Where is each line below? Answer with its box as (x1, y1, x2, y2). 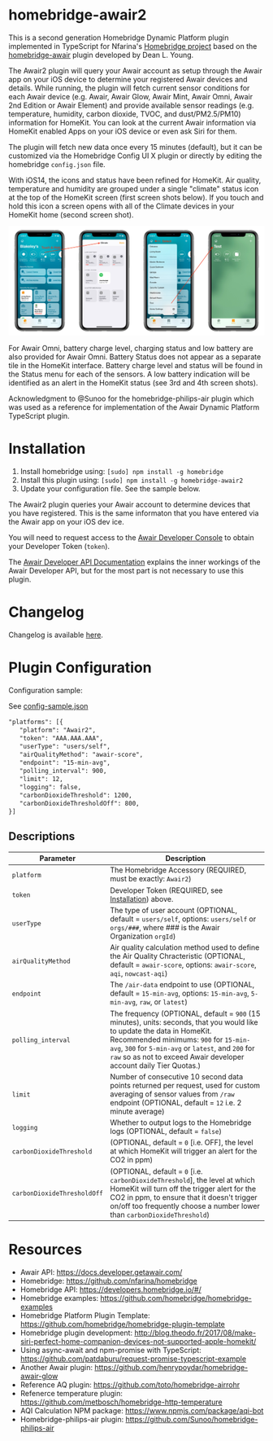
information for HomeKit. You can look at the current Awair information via (8, 117, 257, 127)
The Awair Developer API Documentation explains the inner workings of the (8, 556, 261, 567)
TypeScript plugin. (8, 411, 71, 421)
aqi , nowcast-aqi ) (109, 969, 168, 978)
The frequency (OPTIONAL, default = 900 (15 (109, 1008, 261, 1018)
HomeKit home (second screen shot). (8, 209, 134, 219)
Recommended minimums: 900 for (109, 1035, 223, 1044)
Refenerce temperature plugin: (19, 1389, 123, 1399)
